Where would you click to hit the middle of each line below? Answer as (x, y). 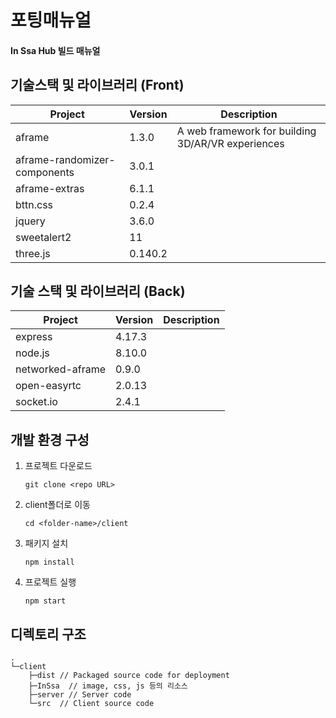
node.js (32, 353)
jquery (30, 221)
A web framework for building (246, 131)
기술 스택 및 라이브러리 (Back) (98, 291)
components (45, 172)
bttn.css (34, 204)
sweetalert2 (43, 237)
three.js (33, 253)
